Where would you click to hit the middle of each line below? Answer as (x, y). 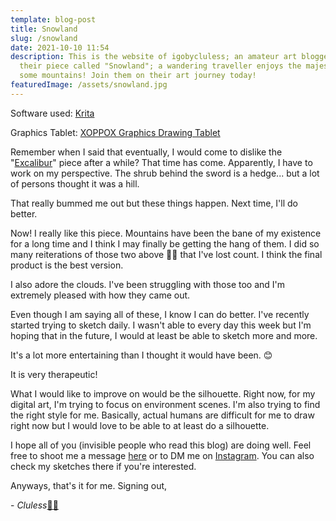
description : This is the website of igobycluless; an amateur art (154, 57)
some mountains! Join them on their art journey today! (138, 76)
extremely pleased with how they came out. (100, 295)
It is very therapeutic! (54, 374)
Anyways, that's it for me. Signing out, (89, 485)
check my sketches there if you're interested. (103, 466)
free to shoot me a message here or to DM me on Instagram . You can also (162, 455)
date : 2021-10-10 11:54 (60, 47)
